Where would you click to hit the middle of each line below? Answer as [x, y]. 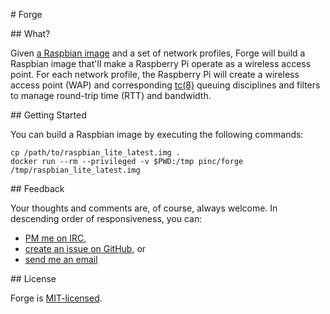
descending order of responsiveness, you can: [106, 218]
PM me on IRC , [55, 238]
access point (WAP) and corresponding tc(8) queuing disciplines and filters [165, 85]
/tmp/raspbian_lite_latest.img [75, 170]
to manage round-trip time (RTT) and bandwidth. [111, 95]
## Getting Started [48, 115]
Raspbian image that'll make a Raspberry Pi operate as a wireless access [161, 63]
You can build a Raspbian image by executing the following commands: [157, 134]
